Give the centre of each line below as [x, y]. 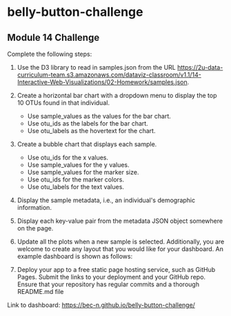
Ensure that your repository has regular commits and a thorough [108, 284]
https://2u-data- [200, 67]
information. [34, 207]
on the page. [35, 228]
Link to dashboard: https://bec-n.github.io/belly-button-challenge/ [101, 305]
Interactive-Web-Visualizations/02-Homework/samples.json [102, 82]
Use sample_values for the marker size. [83, 172]
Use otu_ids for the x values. [68, 157]
